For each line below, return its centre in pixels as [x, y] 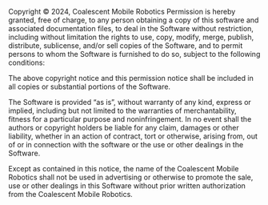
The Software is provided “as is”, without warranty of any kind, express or [130, 102]
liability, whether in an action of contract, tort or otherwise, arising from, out [133, 136]
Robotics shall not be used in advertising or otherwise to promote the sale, [131, 177]
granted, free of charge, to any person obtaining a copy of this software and [134, 20]
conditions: [27, 62]
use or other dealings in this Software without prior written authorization [127, 186]
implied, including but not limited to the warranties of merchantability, [123, 111]
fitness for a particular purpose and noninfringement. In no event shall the [130, 119]
